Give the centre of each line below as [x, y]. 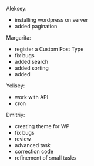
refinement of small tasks [45, 158]
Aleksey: [17, 9]
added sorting [31, 68]
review [23, 139]
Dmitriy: [16, 115]
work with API [31, 97]
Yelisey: [16, 86]
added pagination [36, 26]
